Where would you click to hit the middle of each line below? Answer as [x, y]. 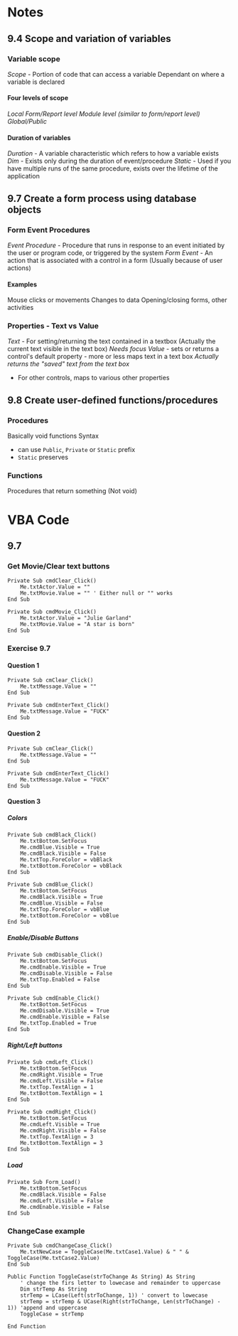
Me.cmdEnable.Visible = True [63, 967]
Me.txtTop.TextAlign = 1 [57, 1087]
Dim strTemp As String [54, 1289]
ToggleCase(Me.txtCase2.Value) [54, 1259]
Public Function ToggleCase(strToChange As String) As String [101, 1277]
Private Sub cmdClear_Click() [52, 581]
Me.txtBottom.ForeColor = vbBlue [70, 916]
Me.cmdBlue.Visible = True [60, 847]
